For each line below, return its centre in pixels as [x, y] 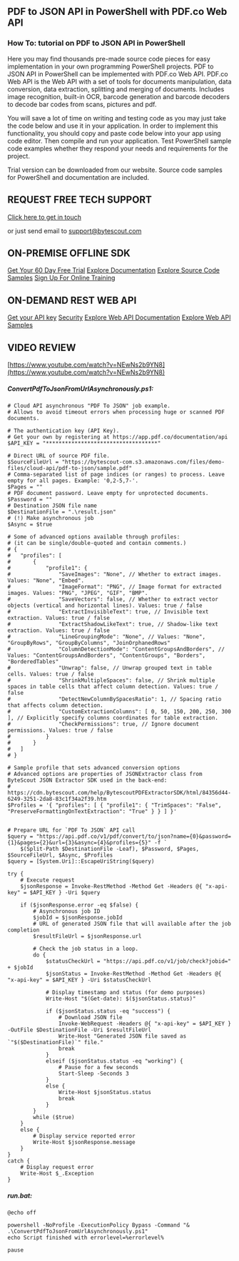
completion [24, 930]
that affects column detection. [55, 705]
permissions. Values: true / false [60, 730]
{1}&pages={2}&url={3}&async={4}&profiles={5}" [80, 842]
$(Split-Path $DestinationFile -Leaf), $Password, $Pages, [110, 849]
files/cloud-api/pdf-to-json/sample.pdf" [70, 468]
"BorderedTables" [33, 662]
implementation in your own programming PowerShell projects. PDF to [111, 66]
